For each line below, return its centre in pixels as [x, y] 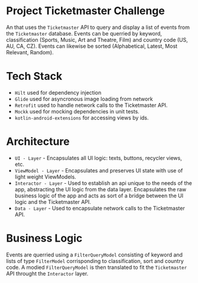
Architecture [38, 141]
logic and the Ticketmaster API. [53, 201]
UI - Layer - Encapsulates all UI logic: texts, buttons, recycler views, [98, 158]
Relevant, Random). [30, 52]
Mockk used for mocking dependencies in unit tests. [77, 111]
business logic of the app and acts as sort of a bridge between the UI [99, 196]
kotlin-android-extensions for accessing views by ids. [82, 118]
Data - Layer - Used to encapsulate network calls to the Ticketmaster [100, 208]
